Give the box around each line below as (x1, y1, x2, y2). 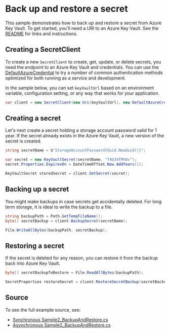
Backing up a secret (5, 185, 69, 194)
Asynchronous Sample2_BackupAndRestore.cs (12, 322, 111, 328)
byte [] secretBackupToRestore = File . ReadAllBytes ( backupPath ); (5, 270, 144, 275)
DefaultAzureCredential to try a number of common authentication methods (5, 69, 163, 76)
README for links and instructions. (5, 30, 78, 36)
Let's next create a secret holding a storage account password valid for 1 (5, 127, 157, 133)
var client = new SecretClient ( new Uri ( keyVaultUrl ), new (5, 100, 130, 105)
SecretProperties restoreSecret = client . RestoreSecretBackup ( (5, 279, 142, 284)
